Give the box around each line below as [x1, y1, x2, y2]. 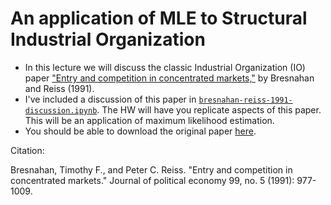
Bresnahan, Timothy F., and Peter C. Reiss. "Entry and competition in [10, 163, 293, 176]
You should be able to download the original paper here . [24, 125, 257, 137]
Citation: [10, 144, 45, 156]
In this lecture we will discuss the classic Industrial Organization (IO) [24, 61, 306, 73]
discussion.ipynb [24, 105, 98, 116]
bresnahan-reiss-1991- [198, 95, 293, 105]
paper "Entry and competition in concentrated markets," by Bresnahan [24, 72, 315, 84]
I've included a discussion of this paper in [24, 93, 197, 105]
